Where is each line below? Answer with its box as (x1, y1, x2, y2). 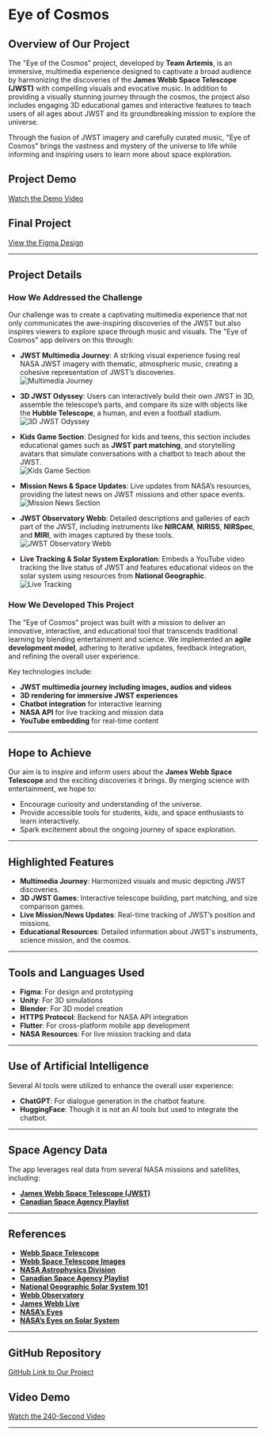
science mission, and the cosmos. (19, 936, 131, 945)
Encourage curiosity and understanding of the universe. (19, 800, 203, 809)
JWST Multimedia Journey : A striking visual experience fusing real (19, 351, 241, 361)
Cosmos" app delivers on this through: (8, 335, 134, 345)
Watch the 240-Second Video (8, 1411, 105, 1421)
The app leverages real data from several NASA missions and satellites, (8, 1164, 241, 1174)
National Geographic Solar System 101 (19, 1282, 148, 1291)
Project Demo (8, 172, 77, 186)
